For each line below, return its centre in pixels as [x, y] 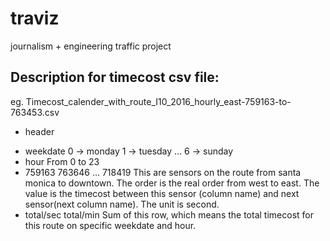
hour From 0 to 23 [62, 161]
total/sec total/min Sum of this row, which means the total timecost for [169, 214]
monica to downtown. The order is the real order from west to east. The [172, 183]
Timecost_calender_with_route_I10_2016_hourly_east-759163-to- [158, 101]
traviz [35, 18]
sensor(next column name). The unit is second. [122, 204]
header [39, 131]
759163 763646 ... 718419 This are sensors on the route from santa [163, 172]
